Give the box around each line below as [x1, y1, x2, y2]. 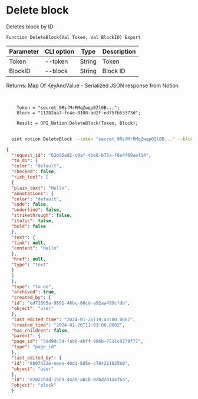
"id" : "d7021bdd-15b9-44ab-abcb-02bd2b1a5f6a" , [11, 377, 131, 383]
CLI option [44, 47, 75, 55]
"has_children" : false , [11, 328, 70, 334]
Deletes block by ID [6, 23, 54, 30]
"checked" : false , [11, 169, 57, 174]
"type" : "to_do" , [11, 283, 54, 289]
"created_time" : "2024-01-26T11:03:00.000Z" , [11, 322, 126, 328]
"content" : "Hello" [11, 245, 60, 251]
